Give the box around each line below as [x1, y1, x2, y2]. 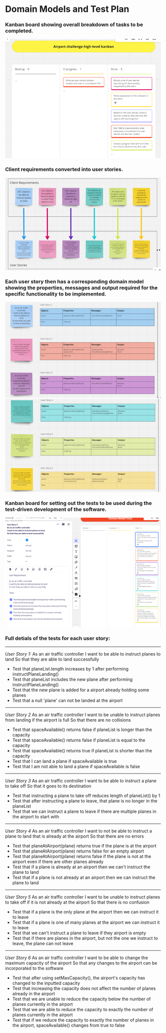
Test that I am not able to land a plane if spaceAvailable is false [12, 763, 140, 769]
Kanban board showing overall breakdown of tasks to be [5, 21, 143, 28]
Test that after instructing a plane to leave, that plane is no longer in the [12, 797, 158, 804]
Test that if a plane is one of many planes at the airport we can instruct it [12, 919, 160, 925]
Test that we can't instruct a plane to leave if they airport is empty [12, 930, 147, 936]
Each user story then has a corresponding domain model [5, 278, 144, 285]
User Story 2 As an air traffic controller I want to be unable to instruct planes [5, 712, 161, 718]
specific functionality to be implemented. [5, 290, 107, 297]
